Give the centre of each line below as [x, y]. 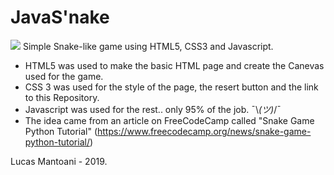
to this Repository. [62, 97]
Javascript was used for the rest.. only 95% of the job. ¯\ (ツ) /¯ [153, 109]
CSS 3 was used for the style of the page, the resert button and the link [171, 87]
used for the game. [64, 76]
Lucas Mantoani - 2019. [59, 161]
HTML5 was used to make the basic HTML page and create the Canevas [174, 65]
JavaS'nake [60, 17]
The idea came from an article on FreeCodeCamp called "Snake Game [169, 120]
